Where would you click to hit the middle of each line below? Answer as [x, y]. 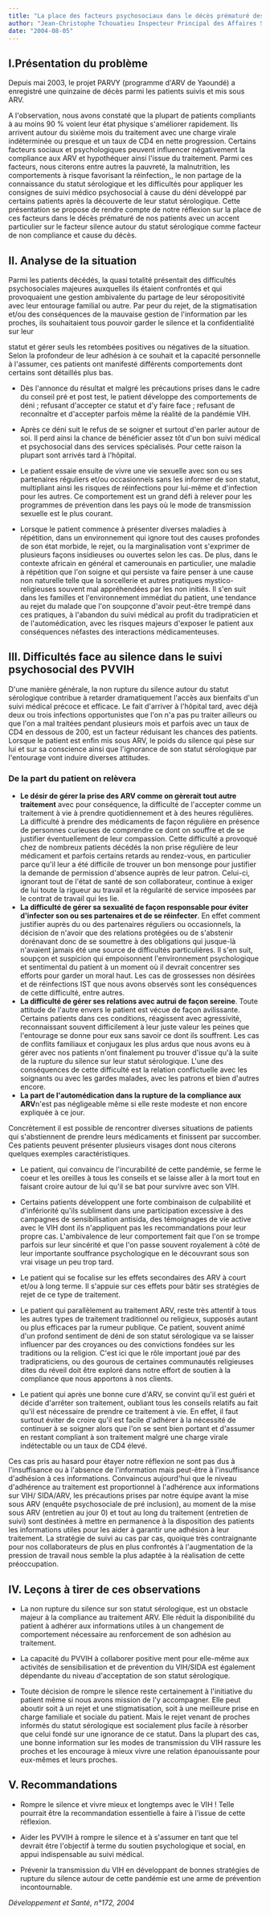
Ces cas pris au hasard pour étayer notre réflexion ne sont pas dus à [122, 1462]
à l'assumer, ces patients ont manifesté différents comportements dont [125, 364]
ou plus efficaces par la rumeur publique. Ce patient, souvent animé [132, 1328]
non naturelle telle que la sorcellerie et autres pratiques [111, 580]
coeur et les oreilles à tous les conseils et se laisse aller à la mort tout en [139, 1178]
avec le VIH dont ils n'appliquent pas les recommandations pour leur [133, 1228]
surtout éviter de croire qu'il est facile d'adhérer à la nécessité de [128, 1420]
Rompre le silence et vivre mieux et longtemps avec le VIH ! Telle [127, 1804]
